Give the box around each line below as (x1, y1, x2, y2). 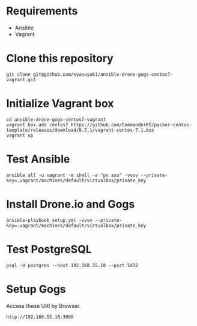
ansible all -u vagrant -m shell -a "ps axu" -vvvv (6, 172, 138, 178)
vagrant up (6, 132, 34, 138)
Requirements (6, 4, 78, 18)
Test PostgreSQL (6, 242, 92, 256)
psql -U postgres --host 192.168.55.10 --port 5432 (6, 262, 138, 268)
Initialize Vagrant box (6, 97, 114, 111)
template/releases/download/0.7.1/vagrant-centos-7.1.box (6, 127, 154, 133)
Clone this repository (6, 52, 114, 66)
